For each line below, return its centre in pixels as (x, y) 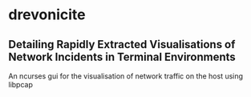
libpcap (21, 85)
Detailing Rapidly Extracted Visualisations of (122, 44)
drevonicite (47, 15)
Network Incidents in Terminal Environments (122, 57)
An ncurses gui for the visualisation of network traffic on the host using (125, 76)
